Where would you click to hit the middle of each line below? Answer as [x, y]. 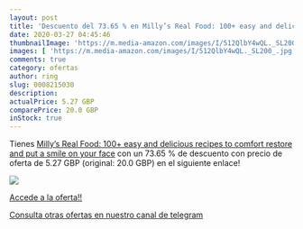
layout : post [34, 18]
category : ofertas [44, 69]
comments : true [38, 60]
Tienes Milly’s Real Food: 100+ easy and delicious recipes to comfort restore [151, 144]
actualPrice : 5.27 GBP [52, 101]
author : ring [34, 77]
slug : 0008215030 [42, 85]
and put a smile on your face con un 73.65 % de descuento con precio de [146, 153]
